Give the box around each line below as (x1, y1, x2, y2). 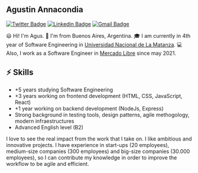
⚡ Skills (6, 67, 34, 77)
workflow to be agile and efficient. (6, 160, 90, 167)
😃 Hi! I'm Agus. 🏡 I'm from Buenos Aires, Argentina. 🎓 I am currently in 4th (6, 32, 191, 39)
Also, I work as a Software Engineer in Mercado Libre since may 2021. (6, 50, 176, 57)
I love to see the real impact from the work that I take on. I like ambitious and (6, 135, 192, 142)
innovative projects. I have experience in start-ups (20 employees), (6, 141, 170, 148)
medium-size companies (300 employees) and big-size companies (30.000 (6, 148, 190, 155)
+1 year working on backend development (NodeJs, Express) (14, 105, 164, 112)
